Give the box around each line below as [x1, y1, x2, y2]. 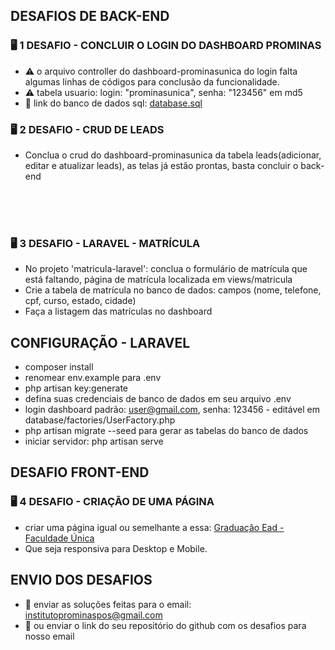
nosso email [24, 630, 75, 642]
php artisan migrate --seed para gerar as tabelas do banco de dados [24, 425, 309, 437]
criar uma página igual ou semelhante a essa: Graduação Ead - [24, 521, 285, 533]
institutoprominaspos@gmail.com [24, 609, 163, 621]
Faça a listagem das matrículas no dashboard [24, 305, 213, 318]
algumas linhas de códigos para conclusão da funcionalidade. [24, 75, 280, 88]
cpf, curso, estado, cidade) [24, 295, 137, 307]
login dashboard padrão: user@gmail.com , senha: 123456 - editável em [24, 404, 320, 416]
